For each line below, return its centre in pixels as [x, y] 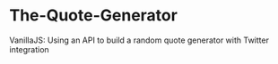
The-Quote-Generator [93, 16]
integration [29, 49]
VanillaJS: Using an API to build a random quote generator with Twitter [139, 40]
